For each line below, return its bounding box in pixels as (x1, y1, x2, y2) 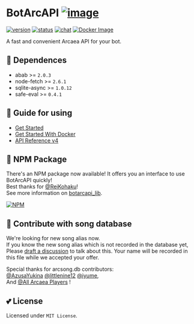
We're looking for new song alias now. (6, 235, 100, 242)
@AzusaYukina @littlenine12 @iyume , (6, 272, 99, 279)
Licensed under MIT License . (6, 312, 78, 319)
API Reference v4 (14, 136, 59, 144)
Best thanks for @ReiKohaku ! (6, 183, 78, 190)
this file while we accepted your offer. (6, 254, 100, 261)
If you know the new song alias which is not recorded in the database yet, (6, 241, 189, 249)
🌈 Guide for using (6, 108, 73, 118)
